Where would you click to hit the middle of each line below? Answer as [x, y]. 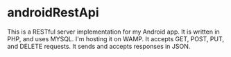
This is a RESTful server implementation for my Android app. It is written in [113, 32]
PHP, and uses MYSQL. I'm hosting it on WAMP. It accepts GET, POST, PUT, [115, 38]
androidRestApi [53, 13]
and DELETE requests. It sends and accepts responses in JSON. [99, 46]
